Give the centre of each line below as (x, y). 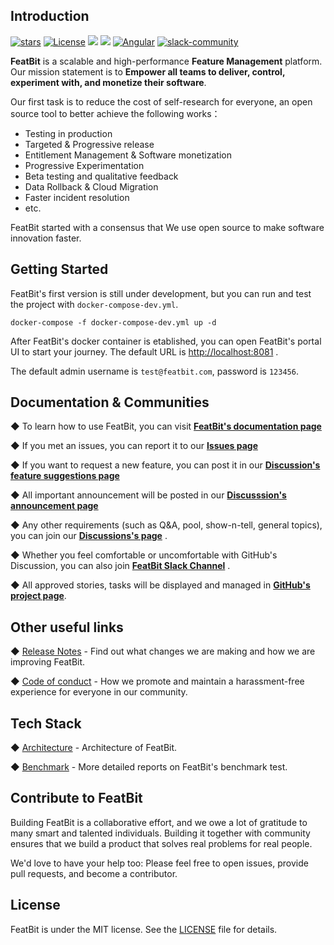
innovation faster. (46, 238)
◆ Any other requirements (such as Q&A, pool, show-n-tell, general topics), (166, 525)
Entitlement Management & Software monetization (128, 155)
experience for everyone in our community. (99, 692)
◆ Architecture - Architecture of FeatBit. (94, 748)
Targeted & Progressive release (89, 144)
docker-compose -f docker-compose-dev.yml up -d (113, 322)
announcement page (54, 506)
